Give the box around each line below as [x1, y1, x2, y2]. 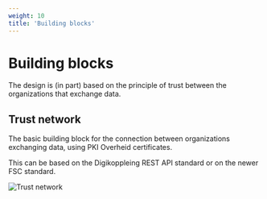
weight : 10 [8, 11, 45, 20]
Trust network [8, 112, 82, 126]
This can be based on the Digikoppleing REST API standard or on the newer [8, 158, 259, 168]
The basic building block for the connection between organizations [8, 134, 231, 143]
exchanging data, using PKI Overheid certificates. [8, 143, 173, 152]
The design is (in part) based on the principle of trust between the [8, 81, 227, 90]
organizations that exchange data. [8, 89, 121, 99]
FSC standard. [8, 167, 56, 176]
